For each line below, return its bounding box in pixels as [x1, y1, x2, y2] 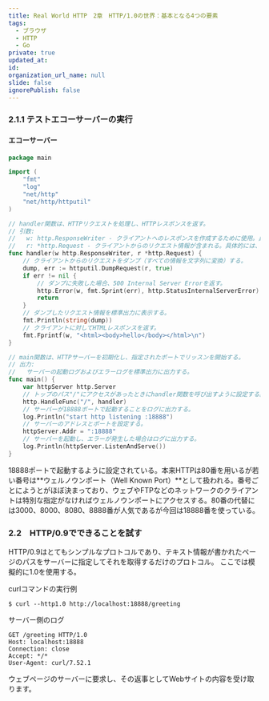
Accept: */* [8, 652, 48, 660]
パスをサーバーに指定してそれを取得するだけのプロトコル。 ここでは [22, 557, 248, 567]
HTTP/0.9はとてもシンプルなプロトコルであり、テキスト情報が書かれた [8, 547, 243, 557]
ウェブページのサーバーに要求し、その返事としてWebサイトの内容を [8, 674, 234, 684]
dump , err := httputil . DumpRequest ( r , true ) [22, 264, 174, 272]
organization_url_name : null [8, 71, 106, 79]
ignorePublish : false [8, 86, 81, 94]
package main [8, 154, 52, 162]
